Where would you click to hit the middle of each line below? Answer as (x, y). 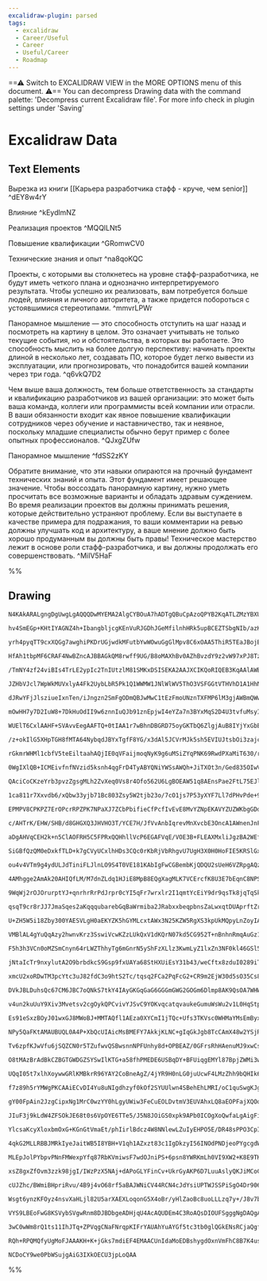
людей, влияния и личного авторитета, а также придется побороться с (129, 299)
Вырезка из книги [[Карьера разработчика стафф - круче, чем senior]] (128, 189)
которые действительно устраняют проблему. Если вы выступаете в (125, 513)
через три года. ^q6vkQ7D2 (55, 374)
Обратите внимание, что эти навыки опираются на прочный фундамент (130, 471)
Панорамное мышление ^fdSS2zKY (68, 455)
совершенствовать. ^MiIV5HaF (60, 555)
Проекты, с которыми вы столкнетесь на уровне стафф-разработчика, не (133, 274)
